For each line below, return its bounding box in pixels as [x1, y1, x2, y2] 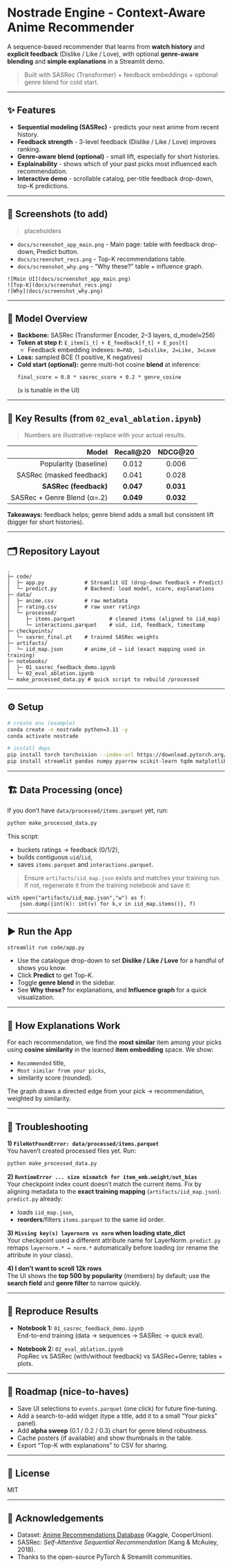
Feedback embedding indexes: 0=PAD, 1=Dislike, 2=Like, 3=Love [27, 346, 216, 354]
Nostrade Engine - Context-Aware [7, 5, 206, 21]
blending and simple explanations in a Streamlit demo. [7, 57, 165, 65]
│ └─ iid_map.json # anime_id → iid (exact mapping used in [7, 646, 206, 653]
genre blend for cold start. [23, 78, 99, 86]
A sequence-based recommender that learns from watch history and [7, 42, 205, 51]
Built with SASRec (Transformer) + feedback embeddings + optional [23, 71, 218, 79]
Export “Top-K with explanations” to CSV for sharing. [17, 1441, 168, 1449]
